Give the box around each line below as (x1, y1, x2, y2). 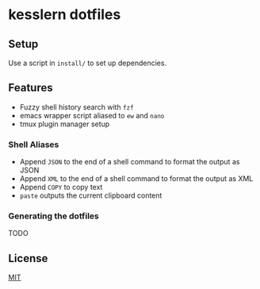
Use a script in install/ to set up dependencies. (8, 58, 167, 67)
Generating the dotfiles (8, 210, 99, 222)
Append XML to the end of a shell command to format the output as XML (19, 174, 254, 183)
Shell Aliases (8, 139, 59, 150)
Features (8, 81, 53, 94)
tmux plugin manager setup (19, 119, 110, 129)
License (8, 252, 48, 265)
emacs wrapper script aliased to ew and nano (19, 110, 165, 120)
